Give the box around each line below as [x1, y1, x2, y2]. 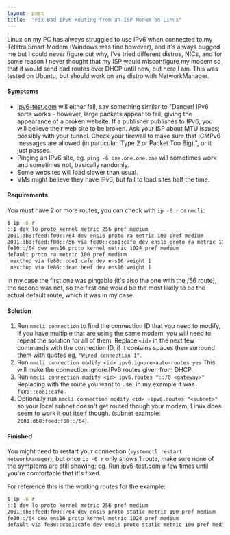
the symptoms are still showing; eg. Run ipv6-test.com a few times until [7, 462, 209, 470]
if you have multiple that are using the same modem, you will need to [16, 329, 212, 338]
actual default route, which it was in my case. [7, 290, 135, 299]
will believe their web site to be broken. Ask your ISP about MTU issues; [16, 124, 220, 132]
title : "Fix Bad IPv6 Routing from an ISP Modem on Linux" [7, 16, 183, 23]
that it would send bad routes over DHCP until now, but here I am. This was [7, 64, 218, 73]
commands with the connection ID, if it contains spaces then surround [16, 344, 216, 352]
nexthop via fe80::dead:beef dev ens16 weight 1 [10, 264, 152, 271]
